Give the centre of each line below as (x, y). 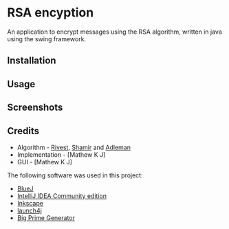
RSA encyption (51, 13)
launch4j (30, 210)
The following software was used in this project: (75, 175)
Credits (23, 131)
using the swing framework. (47, 39)
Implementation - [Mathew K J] (61, 154)
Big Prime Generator (46, 217)
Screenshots (35, 108)
